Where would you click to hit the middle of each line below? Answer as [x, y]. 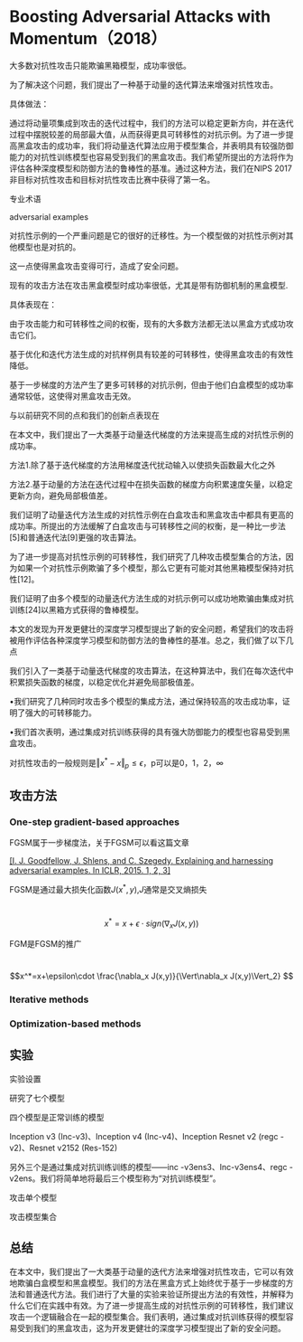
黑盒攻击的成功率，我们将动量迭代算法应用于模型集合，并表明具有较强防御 [155, 146]
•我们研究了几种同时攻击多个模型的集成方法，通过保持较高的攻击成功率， [146, 701]
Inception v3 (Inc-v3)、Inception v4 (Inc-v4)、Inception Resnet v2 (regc [144, 1136]
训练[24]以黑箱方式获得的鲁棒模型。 [77, 610]
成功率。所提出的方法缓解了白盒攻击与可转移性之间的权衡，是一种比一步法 [147, 525]
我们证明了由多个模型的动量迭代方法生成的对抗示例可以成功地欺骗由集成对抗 [151, 598]
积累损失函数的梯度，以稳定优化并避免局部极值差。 [104, 682]
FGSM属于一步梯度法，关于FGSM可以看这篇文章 [99, 843]
